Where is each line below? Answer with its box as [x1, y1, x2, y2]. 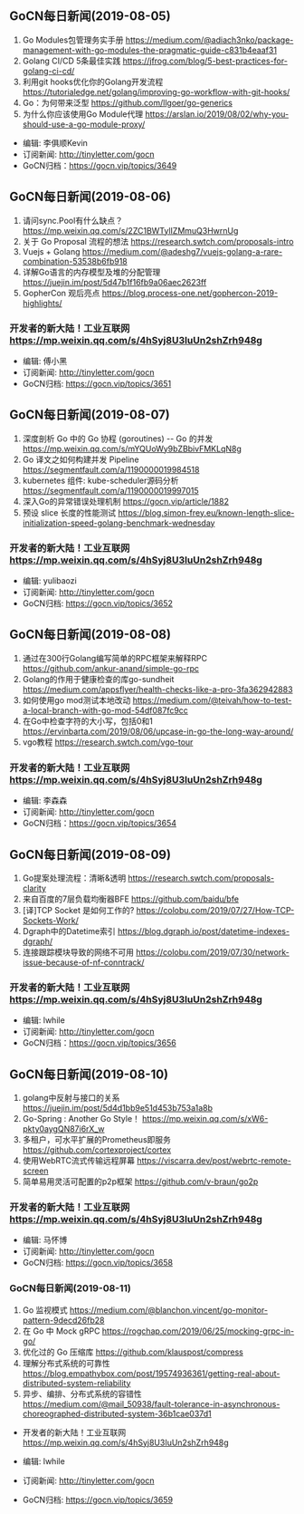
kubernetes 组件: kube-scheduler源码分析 [22, 475, 179, 486]
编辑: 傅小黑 [22, 355, 68, 366]
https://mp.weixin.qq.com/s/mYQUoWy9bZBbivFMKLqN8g [22, 443, 242, 454]
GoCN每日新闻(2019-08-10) [9, 1066, 169, 1082]
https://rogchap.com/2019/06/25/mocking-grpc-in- [101, 1326, 295, 1336]
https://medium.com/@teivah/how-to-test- [132, 694, 292, 705]
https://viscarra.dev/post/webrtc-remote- [137, 1155, 292, 1166]
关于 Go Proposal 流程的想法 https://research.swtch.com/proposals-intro [22, 236, 294, 246]
